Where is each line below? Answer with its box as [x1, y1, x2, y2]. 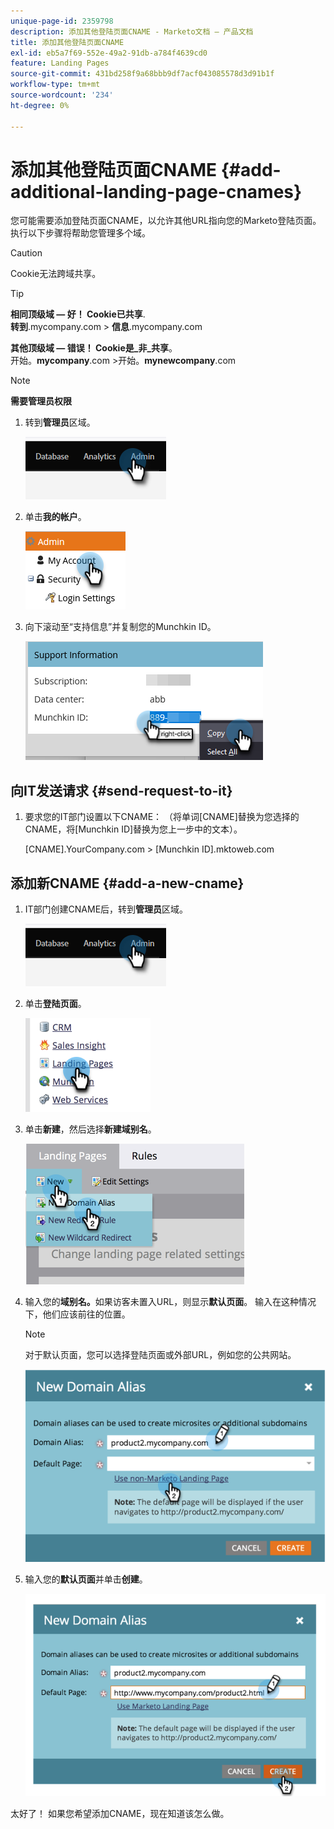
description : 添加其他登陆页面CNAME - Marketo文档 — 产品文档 [10, 26, 254, 37]
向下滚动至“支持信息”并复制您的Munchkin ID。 [24, 621, 217, 633]
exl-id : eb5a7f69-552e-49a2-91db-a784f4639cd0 [10, 48, 208, 58]
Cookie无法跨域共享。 [10, 268, 102, 280]
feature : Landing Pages [10, 58, 110, 69]
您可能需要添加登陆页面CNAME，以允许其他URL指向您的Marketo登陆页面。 [10, 215, 322, 227]
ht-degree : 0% [10, 100, 70, 110]
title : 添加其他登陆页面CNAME [10, 37, 125, 47]
